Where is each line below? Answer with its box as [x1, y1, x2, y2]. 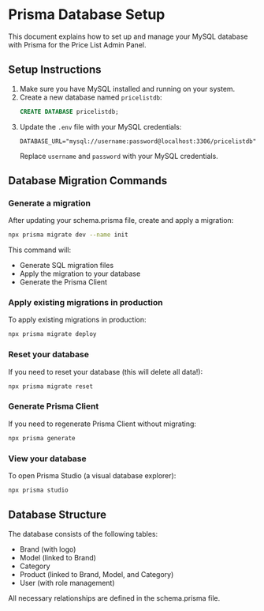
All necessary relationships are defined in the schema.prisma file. [8, 593, 221, 602]
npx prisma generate [8, 434, 76, 442]
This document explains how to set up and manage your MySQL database [8, 32, 248, 41]
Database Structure [8, 508, 106, 522]
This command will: [8, 245, 72, 255]
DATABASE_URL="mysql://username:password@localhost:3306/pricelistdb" [19, 137, 257, 145]
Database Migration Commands [8, 174, 168, 187]
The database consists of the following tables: [8, 529, 158, 538]
